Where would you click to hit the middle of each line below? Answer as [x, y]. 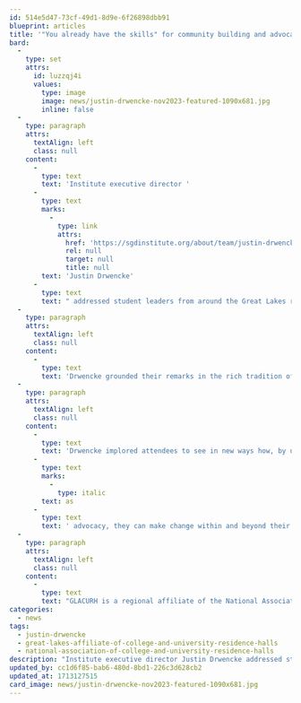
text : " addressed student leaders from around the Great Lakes [164, 301]
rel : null [84, 251]
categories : [31, 610]
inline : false [68, 109]
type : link [77, 226]
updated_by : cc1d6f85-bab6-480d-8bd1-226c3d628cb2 [106, 668]
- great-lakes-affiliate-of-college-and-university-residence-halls [148, 643]
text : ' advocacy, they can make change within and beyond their [166, 526]
